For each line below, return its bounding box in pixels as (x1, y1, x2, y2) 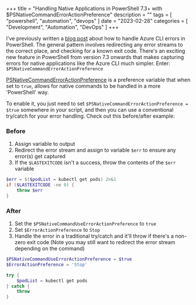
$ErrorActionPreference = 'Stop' (6, 262, 88, 268)
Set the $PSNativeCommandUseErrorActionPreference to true (14, 220, 157, 227)
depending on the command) (14, 245, 85, 252)
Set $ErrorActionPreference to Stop (14, 227, 101, 234)
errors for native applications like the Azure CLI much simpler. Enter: (6, 60, 171, 67)
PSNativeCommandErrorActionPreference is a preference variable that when (6, 76, 191, 83)
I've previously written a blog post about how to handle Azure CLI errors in (6, 35, 185, 42)
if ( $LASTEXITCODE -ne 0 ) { (6, 182, 75, 188)
